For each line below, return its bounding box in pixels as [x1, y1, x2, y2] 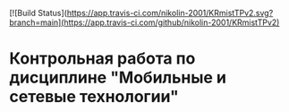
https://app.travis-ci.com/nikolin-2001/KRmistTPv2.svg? [66, 8, 274, 18]
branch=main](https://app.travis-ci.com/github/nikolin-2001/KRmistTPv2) [9, 17, 280, 28]
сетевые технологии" [9, 87, 179, 107]
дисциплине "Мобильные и [9, 67, 226, 88]
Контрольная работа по [9, 48, 196, 69]
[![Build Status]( [9, 8, 67, 18]
